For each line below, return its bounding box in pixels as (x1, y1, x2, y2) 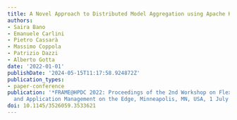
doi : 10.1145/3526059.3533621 (7, 102, 97, 109)
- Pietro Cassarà (7, 37, 59, 44)
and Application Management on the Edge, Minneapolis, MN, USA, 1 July (13, 96, 229, 103)
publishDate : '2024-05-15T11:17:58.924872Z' (7, 69, 140, 76)
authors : (7, 17, 33, 24)
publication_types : (7, 76, 65, 83)
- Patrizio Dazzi (7, 50, 59, 57)
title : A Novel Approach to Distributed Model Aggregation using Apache (7, 10, 226, 18)
